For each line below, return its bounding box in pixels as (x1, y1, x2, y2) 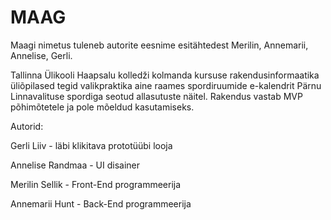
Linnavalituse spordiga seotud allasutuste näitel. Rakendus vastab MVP (10, 90, 303, 102)
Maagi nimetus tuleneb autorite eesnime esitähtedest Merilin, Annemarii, (10, 39, 309, 51)
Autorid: (10, 120, 44, 132)
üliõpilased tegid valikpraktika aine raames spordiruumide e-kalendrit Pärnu (10, 79, 322, 91)
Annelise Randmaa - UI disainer (10, 159, 141, 171)
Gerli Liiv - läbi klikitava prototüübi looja (10, 139, 173, 151)
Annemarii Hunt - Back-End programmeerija (10, 197, 192, 210)
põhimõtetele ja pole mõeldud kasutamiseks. (10, 101, 195, 113)
